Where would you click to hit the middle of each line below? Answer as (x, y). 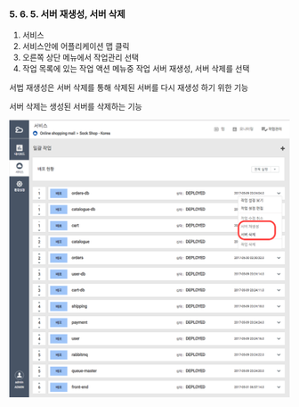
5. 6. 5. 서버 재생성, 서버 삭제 (68, 13)
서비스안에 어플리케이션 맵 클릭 (76, 46)
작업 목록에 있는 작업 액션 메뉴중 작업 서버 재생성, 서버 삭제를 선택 (136, 69)
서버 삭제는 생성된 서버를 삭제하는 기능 (76, 107)
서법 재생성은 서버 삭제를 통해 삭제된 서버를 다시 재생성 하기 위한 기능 (129, 87)
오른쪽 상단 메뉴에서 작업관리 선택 (81, 58)
